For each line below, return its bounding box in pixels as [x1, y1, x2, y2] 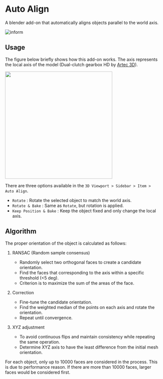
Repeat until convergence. [19, 315, 73, 321]
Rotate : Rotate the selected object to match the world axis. [12, 197, 132, 203]
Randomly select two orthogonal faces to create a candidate [19, 259, 141, 265]
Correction [12, 289, 34, 295]
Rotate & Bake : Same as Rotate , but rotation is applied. [12, 202, 124, 208]
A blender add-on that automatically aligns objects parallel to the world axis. [5, 20, 159, 25]
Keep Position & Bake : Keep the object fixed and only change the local [12, 207, 156, 214]
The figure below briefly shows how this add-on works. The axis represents [5, 56, 158, 62]
